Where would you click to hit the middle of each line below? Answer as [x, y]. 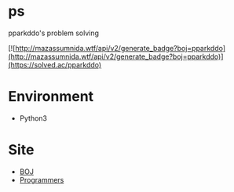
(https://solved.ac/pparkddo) [55, 64]
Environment [51, 97]
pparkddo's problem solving [54, 33]
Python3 [33, 118]
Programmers [42, 179]
